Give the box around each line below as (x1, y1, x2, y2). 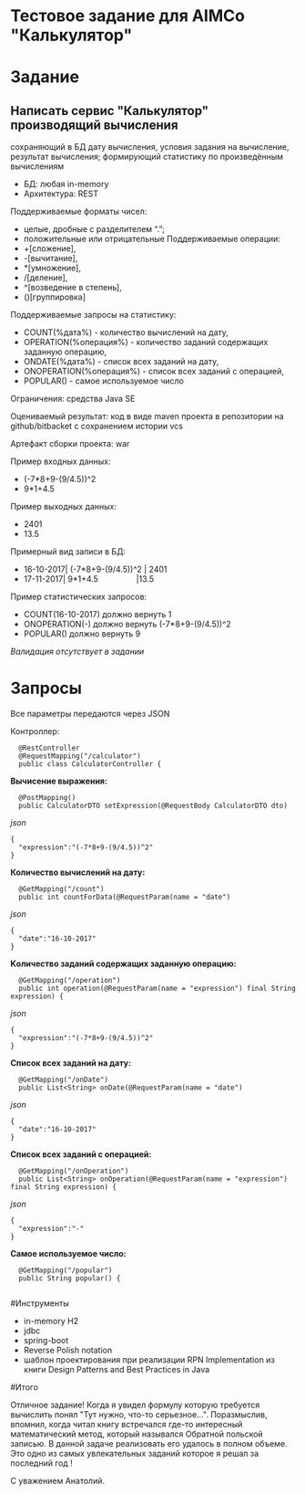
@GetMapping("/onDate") (18, 1075, 108, 1085)
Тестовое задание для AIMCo (10, 5, 245, 26)
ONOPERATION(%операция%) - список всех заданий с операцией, (23, 366, 285, 377)
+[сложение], (23, 243, 76, 254)
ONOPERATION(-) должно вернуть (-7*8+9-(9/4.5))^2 (23, 618, 231, 630)
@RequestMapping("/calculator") (18, 752, 142, 761)
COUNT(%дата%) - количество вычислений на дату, (23, 327, 229, 338)
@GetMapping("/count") (18, 885, 105, 894)
